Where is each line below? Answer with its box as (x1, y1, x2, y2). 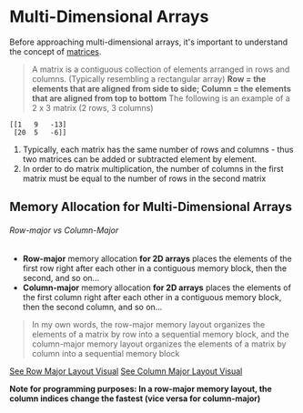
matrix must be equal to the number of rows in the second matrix (22, 173, 267, 184)
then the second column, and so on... (22, 301, 163, 312)
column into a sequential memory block (31, 348, 180, 358)
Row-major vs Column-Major (9, 225, 119, 236)
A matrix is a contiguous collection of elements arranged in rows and (31, 64, 290, 75)
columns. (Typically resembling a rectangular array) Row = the (31, 73, 267, 84)
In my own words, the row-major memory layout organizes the (31, 318, 266, 329)
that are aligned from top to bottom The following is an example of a (31, 93, 291, 104)
